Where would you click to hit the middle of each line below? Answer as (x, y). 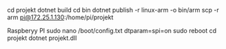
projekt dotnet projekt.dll (42, 38)
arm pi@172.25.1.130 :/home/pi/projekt (60, 17)
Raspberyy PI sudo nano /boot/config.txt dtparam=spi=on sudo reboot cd (112, 31)
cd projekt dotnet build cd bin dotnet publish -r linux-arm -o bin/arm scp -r (113, 10)
